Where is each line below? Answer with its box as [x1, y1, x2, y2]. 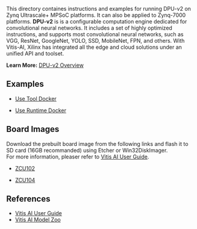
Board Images [6, 124, 60, 134]
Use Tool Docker [14, 95, 57, 102]
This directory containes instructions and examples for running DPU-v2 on [6, 5, 192, 12]
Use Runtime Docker [14, 107, 66, 114]
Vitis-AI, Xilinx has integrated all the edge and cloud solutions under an [6, 43, 183, 51]
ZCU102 [14, 165, 35, 172]
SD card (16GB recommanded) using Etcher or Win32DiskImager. [6, 146, 168, 154]
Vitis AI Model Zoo [14, 216, 61, 224]
